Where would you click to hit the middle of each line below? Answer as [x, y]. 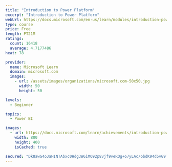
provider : [16, 62]
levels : [14, 100]
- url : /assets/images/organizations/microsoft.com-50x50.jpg [82, 81]
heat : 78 [15, 53]
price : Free [18, 29]
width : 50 [29, 86]
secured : [15, 156]
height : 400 [27, 142]
